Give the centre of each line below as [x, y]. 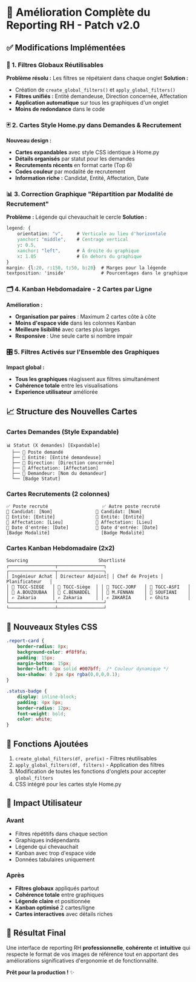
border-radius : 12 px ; [44, 708]
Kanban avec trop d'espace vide [55, 853]
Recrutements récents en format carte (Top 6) [73, 165]
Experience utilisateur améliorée [56, 392]
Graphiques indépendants [47, 840]
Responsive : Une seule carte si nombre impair [74, 336]
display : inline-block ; [47, 697]
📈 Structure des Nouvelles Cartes [72, 412]
